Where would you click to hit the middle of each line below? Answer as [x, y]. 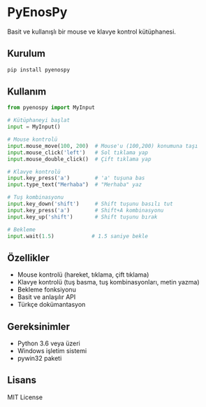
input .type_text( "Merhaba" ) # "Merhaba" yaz [74, 185]
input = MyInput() [34, 127]
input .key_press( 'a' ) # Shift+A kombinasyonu [86, 210]
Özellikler [29, 257]
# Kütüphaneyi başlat [39, 120]
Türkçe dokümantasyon [51, 305]
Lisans [22, 380]
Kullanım [27, 92]
